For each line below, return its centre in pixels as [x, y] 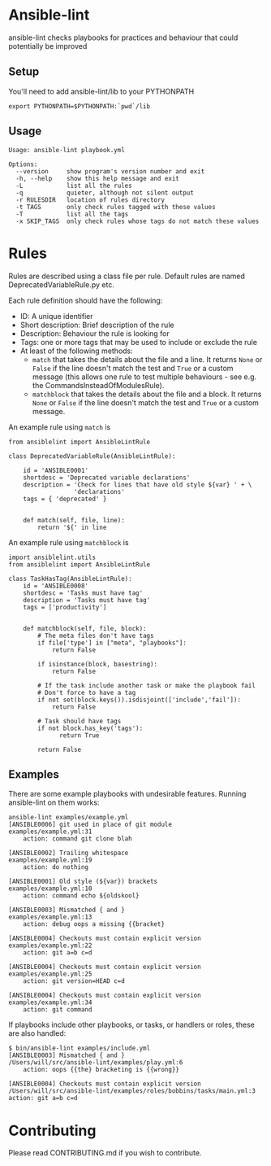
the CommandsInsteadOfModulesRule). [98, 385]
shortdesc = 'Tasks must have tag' [83, 593]
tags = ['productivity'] [65, 607]
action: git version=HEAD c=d [74, 981]
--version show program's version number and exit [110, 171]
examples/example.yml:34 [50, 1002]
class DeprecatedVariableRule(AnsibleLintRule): [92, 456]
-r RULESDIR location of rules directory [90, 200]
